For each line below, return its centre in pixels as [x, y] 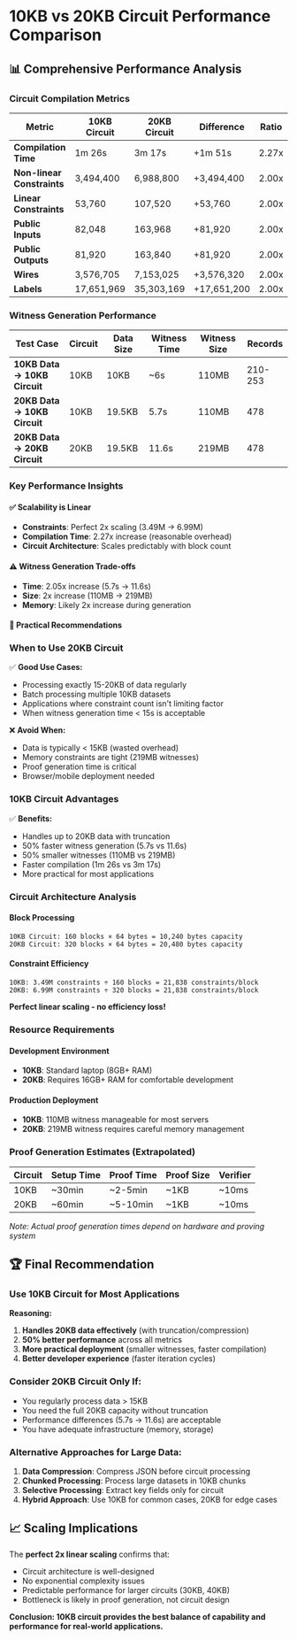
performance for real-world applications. [86, 1626]
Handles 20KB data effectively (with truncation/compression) [135, 1330]
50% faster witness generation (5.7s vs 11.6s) [104, 845]
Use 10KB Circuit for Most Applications [95, 1294]
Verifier [235, 1174]
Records [265, 344]
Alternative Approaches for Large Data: [95, 1451]
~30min [67, 1190]
